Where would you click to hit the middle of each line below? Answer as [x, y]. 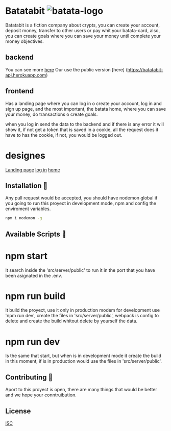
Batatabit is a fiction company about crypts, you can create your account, [82, 25]
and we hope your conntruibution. [41, 395]
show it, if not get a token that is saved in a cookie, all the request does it [82, 130]
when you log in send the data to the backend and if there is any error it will [85, 124]
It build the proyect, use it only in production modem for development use [82, 310]
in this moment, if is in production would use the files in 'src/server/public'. [84, 361]
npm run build [35, 296]
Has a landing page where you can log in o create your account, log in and [83, 103]
